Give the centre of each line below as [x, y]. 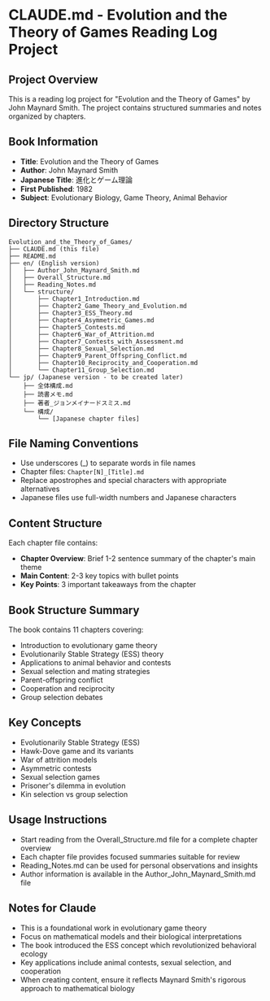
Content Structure [55, 523]
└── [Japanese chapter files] [89, 419]
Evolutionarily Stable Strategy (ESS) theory [92, 654]
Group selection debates [61, 698]
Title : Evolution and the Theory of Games [89, 161]
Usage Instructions [58, 820]
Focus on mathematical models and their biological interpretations [131, 936]
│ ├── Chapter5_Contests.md [67, 327]
